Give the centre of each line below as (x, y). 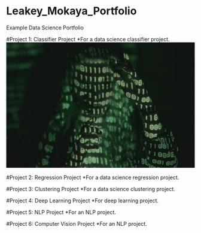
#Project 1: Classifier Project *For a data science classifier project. (88, 39)
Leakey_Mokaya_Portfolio (71, 11)
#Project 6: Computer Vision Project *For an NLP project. (77, 224)
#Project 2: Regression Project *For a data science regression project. (93, 177)
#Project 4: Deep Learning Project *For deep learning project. (83, 201)
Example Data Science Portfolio (45, 28)
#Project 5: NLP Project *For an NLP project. (61, 212)
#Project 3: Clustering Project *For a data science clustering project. (91, 189)
